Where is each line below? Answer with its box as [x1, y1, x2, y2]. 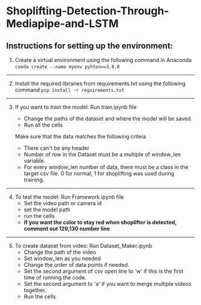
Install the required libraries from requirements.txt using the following [14, 80, 185, 87]
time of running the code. [23, 274, 87, 281]
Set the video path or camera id [23, 200, 102, 207]
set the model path [23, 206, 71, 213]
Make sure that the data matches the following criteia [14, 133, 147, 140]
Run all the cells [23, 121, 63, 128]
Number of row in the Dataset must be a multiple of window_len [23, 151, 181, 158]
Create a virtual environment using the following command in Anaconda [14, 57, 192, 63]
